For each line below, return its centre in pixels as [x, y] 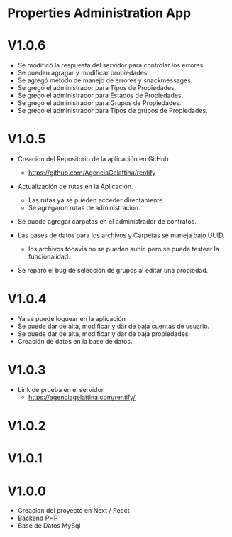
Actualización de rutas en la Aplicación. [75, 187]
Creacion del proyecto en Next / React [73, 511]
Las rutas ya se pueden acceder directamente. [96, 200]
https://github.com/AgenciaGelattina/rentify [92, 173]
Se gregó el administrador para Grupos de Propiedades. [99, 103]
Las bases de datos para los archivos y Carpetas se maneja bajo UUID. [121, 235]
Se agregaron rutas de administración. [84, 208]
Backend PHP [38, 518]
